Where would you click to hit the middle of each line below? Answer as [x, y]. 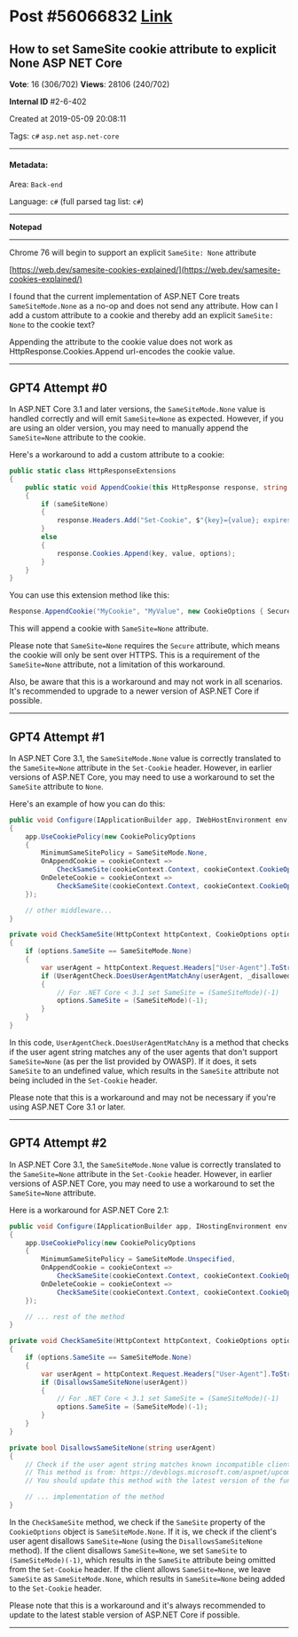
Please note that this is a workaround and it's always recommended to [137, 1605]
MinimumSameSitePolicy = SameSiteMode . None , [125, 853]
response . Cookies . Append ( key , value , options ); [146, 553]
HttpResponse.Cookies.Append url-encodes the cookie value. [122, 352]
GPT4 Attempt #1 [57, 737]
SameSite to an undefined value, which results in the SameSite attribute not [144, 1070]
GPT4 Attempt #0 [59, 388]
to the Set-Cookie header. [55, 1588]
